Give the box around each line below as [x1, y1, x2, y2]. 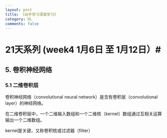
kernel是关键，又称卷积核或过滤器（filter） [5, 128, 93, 134]
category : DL [5, 16, 32, 21]
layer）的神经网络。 [5, 100, 46, 106]
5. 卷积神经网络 [5, 65, 52, 74]
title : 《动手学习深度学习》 [5, 12, 58, 17]
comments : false [5, 21, 39, 26]
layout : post [5, 7, 32, 12]
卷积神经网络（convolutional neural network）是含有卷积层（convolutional [5, 94, 158, 100]
